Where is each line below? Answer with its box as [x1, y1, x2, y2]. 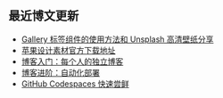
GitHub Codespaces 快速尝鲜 [21, 78, 130, 89]
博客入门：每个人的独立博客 [21, 56, 124, 67]
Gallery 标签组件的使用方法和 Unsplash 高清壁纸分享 [21, 34, 214, 45]
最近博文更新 [8, 8, 79, 24]
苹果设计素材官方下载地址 [21, 45, 116, 55]
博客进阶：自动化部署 [21, 67, 100, 78]
